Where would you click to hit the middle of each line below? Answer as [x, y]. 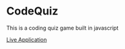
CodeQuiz [32, 11]
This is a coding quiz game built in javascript [63, 28]
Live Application [27, 39]
